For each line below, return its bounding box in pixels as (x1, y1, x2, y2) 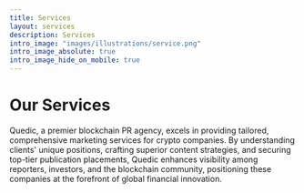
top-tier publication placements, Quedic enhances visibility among (9, 154, 258, 165)
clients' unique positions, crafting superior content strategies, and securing (9, 144, 291, 155)
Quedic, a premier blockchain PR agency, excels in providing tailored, (9, 125, 269, 136)
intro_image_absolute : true (9, 47, 117, 56)
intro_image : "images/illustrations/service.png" (9, 38, 202, 48)
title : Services (9, 13, 71, 23)
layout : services (9, 22, 76, 31)
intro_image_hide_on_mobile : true (9, 56, 141, 65)
